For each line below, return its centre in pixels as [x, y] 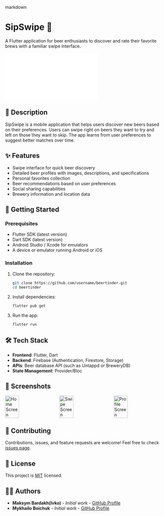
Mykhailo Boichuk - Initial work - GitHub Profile [61, 508]
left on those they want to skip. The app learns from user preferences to [78, 135]
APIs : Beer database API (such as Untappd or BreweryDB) [71, 365]
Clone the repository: [34, 274]
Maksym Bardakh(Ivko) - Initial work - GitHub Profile [66, 503]
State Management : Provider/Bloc [47, 370]
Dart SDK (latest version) [37, 240]
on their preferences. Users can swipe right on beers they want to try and [80, 129]
